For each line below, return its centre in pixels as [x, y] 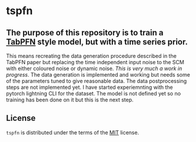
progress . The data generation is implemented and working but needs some [98, 75]
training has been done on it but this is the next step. [70, 100]
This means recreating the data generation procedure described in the [91, 56]
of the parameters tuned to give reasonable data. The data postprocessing [97, 81]
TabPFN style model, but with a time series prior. [97, 42]
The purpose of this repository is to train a [85, 33]
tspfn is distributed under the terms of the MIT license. [73, 132]
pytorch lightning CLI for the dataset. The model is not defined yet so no [94, 93]
